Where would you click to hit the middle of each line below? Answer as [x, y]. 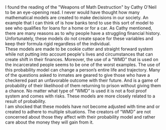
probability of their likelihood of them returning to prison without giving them [83, 85]
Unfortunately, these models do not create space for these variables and [79, 38]
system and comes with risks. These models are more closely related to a [80, 96]
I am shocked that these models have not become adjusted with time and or [83, 106]
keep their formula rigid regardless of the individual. [58, 44]
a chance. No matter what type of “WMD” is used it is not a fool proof [76, 91]
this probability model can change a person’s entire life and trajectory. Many [83, 70]
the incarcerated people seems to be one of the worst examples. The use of [83, 65]
